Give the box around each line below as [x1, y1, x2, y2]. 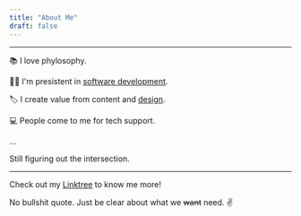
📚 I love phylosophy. [9, 55, 87, 65]
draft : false [9, 22, 58, 30]
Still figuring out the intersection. [9, 153, 130, 164]
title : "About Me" [9, 13, 78, 22]
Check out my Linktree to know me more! [9, 178, 162, 189]
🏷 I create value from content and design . [9, 93, 166, 104]
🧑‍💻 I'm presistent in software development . [9, 75, 168, 86]
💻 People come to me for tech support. [9, 115, 156, 125]
